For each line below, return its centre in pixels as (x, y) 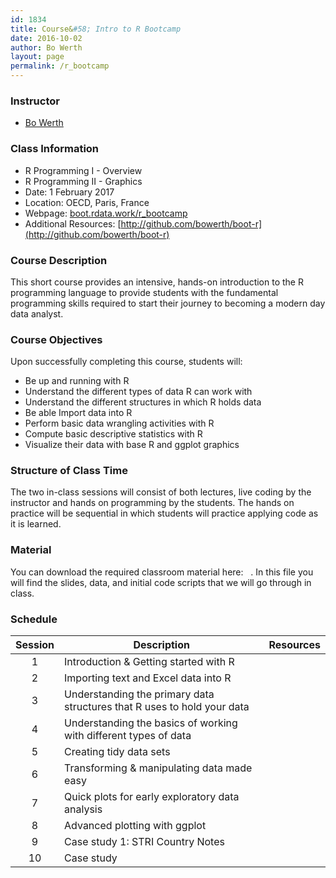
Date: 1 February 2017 (69, 192)
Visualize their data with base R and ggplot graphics (132, 445)
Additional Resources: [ (73, 223)
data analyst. (37, 313)
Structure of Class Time (69, 471)
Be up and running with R (77, 381)
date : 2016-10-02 (46, 38)
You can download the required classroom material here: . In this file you (162, 572)
